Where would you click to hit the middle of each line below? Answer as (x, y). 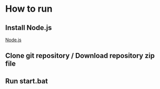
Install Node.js (29, 28)
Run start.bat (27, 81)
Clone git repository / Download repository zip (80, 56)
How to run (29, 9)
